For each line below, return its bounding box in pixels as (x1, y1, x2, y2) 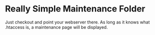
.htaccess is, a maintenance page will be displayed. (5, 24, 108, 30)
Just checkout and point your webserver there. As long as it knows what (5, 19, 150, 25)
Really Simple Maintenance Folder (5, 3, 146, 14)
